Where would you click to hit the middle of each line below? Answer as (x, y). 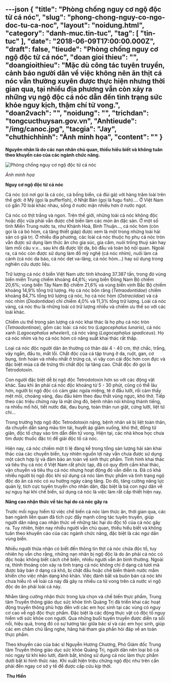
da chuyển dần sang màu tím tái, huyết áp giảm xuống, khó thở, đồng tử (81, 428)
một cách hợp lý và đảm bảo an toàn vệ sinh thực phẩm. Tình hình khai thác (85, 459)
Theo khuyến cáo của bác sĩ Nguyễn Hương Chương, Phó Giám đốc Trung (83, 644)
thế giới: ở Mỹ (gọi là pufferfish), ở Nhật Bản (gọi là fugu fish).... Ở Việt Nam (84, 200)
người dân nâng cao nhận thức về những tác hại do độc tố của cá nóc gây (83, 522)
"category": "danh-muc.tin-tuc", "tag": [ (72, 33)
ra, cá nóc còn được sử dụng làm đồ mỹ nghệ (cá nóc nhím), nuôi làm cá (81, 253)
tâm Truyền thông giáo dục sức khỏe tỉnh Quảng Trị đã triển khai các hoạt (83, 602)
